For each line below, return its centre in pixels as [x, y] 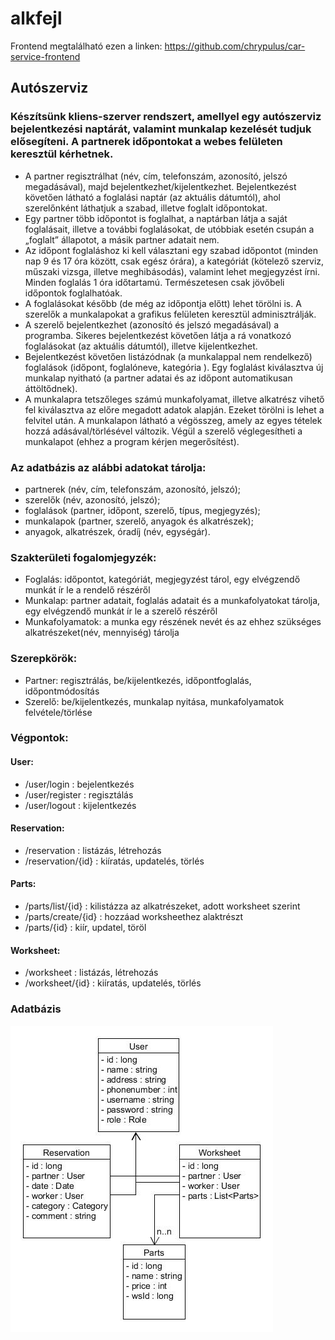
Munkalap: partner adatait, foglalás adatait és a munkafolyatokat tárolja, [172, 601]
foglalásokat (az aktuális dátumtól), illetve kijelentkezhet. [141, 346]
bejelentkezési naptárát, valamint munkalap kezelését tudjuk [161, 129]
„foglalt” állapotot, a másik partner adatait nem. [122, 239]
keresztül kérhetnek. [62, 154]
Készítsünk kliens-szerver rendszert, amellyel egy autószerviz [166, 117]
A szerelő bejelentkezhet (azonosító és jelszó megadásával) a [152, 324]
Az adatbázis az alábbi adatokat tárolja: [108, 467]
